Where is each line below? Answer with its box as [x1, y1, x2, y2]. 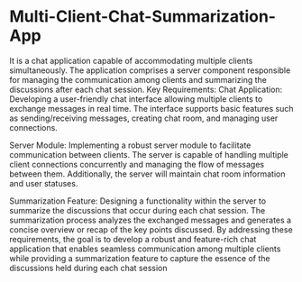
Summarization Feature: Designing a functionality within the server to [9, 196, 267, 206]
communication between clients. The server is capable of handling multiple [9, 149, 288, 159]
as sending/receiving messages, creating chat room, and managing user [9, 113, 279, 123]
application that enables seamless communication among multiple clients [9, 243, 281, 254]
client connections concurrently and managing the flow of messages [9, 159, 264, 169]
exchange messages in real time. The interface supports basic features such [9, 103, 295, 114]
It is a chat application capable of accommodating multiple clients [9, 55, 253, 66]
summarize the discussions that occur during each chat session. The [9, 205, 266, 215]
